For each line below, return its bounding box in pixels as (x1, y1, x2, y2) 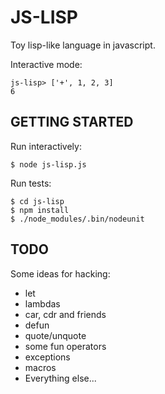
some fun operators (24, 340, 107, 352)
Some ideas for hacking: (10, 267, 111, 280)
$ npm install (10, 205, 70, 215)
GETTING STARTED (10, 114, 134, 131)
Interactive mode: (10, 58, 83, 70)
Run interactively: (10, 140, 82, 152)
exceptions (24, 351, 71, 363)
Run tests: (10, 177, 52, 189)
